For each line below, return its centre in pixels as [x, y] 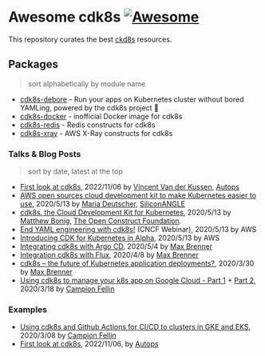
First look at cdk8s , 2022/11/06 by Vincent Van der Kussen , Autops [129, 187]
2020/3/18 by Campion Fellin [67, 289]
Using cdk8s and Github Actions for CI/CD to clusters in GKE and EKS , [135, 327]
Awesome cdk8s [65, 17]
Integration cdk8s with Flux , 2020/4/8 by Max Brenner [109, 255]
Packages [33, 64]
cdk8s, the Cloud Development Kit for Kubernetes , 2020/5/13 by [125, 213]
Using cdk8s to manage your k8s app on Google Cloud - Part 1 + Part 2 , [138, 281]
